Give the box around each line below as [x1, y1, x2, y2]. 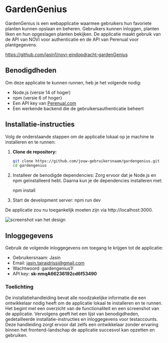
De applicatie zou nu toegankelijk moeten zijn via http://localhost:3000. [5, 207, 153, 213]
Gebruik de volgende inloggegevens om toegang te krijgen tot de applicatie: [5, 245, 163, 251]
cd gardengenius [12, 163, 47, 168]
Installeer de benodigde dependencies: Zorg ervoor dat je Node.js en [12, 172, 156, 178]
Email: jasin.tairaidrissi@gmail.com [12, 260, 85, 266]
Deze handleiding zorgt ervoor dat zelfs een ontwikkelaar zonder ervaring [5, 322, 159, 328]
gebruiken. [5, 332, 28, 338]
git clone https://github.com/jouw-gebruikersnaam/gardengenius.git [12, 158, 160, 164]
